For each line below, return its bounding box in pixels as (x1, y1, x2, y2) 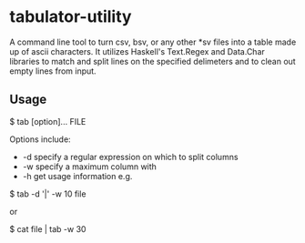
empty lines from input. (9, 66, 97, 76)
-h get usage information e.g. (22, 170, 133, 181)
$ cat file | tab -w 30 (9, 223, 86, 234)
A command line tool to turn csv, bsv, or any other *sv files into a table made (9, 36, 297, 47)
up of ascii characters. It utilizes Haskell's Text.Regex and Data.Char (9, 46, 266, 56)
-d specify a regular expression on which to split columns (22, 151, 239, 162)
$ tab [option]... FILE (9, 116, 86, 127)
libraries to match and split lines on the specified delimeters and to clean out (9, 56, 296, 66)
